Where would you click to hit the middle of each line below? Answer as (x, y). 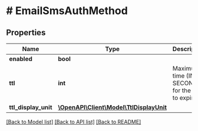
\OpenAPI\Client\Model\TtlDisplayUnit (112, 107)
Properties (26, 33)
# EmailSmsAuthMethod (67, 11)
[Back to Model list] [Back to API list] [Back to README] (74, 122)
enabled (21, 59)
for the (182, 90)
